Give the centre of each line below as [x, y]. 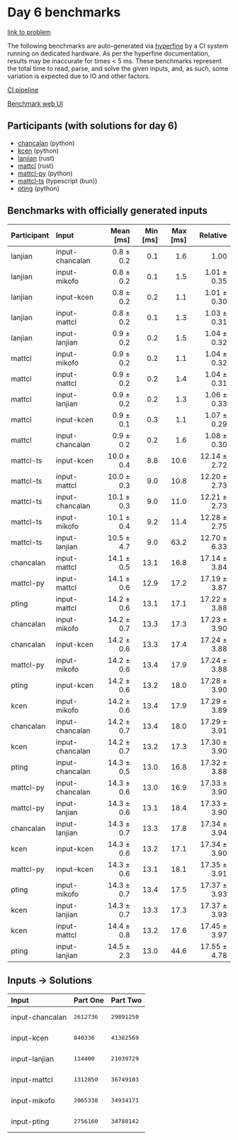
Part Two [126, 1001]
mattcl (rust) [36, 166]
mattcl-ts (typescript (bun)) [57, 181]
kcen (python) [38, 151]
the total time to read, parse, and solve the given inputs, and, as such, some [118, 68]
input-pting [30, 1122]
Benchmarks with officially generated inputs [107, 211]
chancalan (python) [46, 143]
